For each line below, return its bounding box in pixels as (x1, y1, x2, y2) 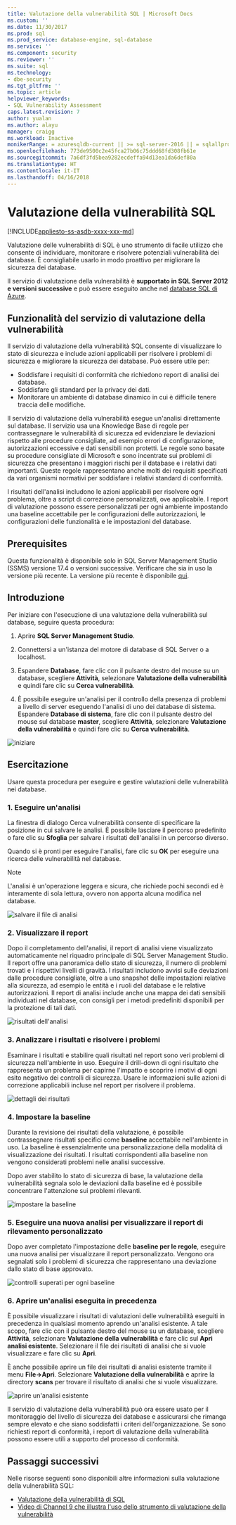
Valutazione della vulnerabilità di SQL (17, 1495, 125, 1504)
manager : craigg (7, 128, 55, 135)
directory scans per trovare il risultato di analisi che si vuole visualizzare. (7, 1378, 218, 1386)
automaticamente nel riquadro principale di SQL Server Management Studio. (7, 951, 228, 960)
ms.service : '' (7, 43, 52, 50)
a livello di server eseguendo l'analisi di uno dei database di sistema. (17, 702, 216, 710)
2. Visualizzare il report (7, 928, 88, 938)
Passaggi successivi (7, 1455, 100, 1467)
